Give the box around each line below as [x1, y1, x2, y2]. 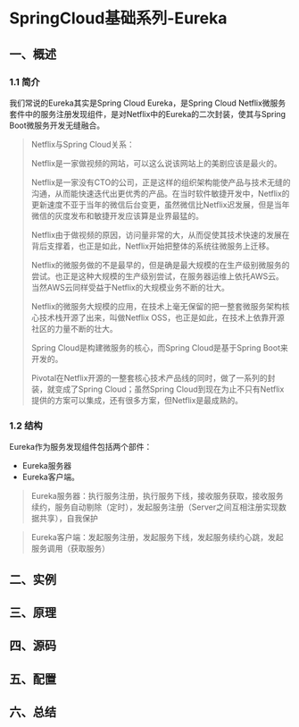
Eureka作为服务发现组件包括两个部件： [9, 442, 153, 452]
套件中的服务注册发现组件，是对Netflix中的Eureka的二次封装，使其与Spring [9, 108, 287, 119]
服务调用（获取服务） [30, 543, 110, 554]
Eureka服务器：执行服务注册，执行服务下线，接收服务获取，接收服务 [30, 491, 284, 502]
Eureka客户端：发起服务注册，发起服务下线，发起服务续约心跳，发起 [30, 532, 284, 543]
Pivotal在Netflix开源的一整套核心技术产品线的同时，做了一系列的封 [30, 372, 276, 383]
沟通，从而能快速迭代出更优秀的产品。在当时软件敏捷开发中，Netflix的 [30, 188, 290, 199]
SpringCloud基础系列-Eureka [9, 8, 228, 29]
